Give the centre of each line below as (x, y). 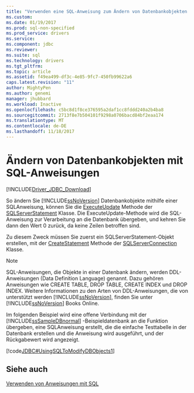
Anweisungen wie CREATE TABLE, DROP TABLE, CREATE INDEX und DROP (97, 284)
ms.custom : (19, 17)
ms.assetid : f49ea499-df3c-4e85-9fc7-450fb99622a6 (69, 77)
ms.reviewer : (22, 50)
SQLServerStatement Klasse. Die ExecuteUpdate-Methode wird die (87, 213)
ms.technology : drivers (35, 60)
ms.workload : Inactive (34, 104)
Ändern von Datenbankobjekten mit (95, 160)
